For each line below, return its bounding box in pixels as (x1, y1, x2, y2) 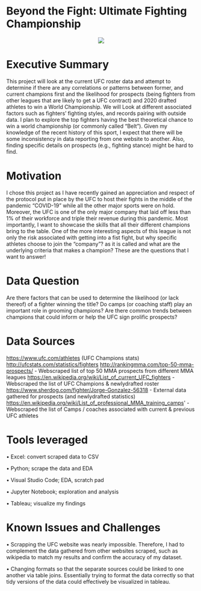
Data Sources (6, 334, 75, 348)
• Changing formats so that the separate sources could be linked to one (6, 565, 185, 572)
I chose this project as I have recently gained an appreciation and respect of (6, 189, 195, 196)
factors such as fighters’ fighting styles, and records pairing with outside (6, 110, 187, 117)
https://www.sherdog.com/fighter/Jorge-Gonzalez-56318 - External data (6, 386, 187, 393)
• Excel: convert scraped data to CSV (6, 453, 99, 460)
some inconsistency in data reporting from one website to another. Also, (6, 135, 185, 142)
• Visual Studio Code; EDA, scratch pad (6, 476, 104, 483)
